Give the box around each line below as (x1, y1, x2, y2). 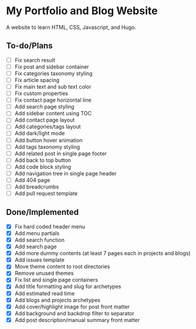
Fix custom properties (14, 90, 68, 97)
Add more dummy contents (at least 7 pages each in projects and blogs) (14, 250, 191, 257)
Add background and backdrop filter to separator (14, 310, 135, 317)
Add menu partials (14, 229, 60, 237)
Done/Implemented (6, 207, 79, 217)
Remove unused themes (14, 270, 74, 277)
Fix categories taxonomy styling (14, 70, 93, 77)
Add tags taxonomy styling (14, 143, 80, 150)
